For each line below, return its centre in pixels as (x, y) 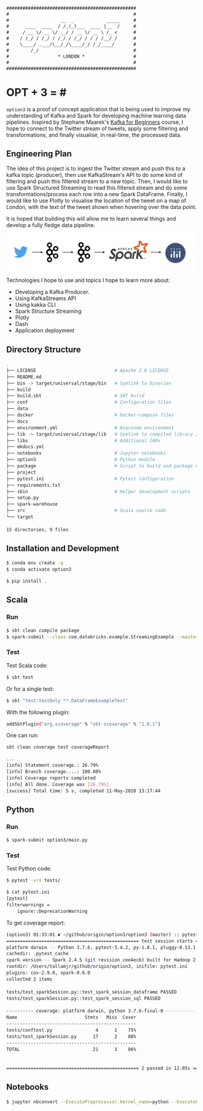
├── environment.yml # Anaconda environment (90, 427)
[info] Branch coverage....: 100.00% (54, 772)
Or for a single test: (30, 689)
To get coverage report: (36, 923)
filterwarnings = (28, 905)
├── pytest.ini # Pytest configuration (90, 479)
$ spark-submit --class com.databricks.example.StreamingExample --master (102, 637)
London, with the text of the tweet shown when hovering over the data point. (101, 207)
